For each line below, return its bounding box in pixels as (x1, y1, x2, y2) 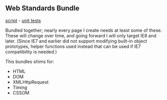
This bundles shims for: (5, 58, 54, 65)
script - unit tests (5, 17, 41, 23)
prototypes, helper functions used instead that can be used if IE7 (5, 43, 141, 49)
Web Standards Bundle (5, 4, 80, 13)
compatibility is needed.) (5, 48, 57, 55)
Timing (12, 84, 27, 90)
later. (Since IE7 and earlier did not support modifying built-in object (5, 38, 147, 44)
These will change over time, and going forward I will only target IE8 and (5, 32, 156, 38)
